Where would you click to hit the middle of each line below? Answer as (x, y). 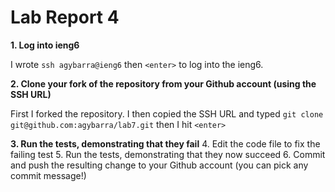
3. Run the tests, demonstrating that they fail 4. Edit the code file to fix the (165, 143)
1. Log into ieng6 (45, 45)
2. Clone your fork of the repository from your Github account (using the (163, 83)
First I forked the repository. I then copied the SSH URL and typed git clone (167, 113)
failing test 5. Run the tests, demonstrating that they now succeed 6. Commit (168, 154)
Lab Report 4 (65, 17)
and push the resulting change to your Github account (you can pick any (159, 165)
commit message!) (48, 175)
